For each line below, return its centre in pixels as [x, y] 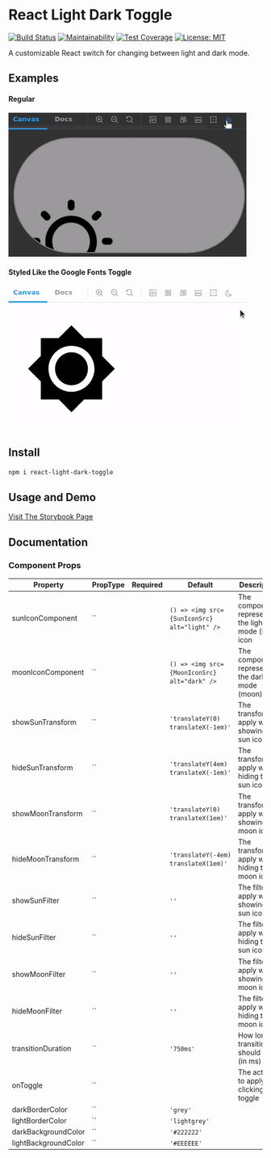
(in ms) [250, 1061]
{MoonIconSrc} [193, 673]
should [249, 1053]
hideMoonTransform [46, 859]
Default [200, 585]
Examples [33, 78]
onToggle [27, 1085]
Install [24, 453]
